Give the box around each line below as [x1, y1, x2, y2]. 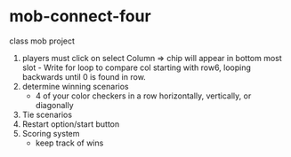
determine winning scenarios [21, 81, 129, 91]
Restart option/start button [21, 118, 120, 130]
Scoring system [21, 128, 80, 138]
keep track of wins [35, 137, 104, 148]
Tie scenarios [21, 109, 73, 120]
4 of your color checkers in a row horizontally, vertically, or [35, 90, 252, 101]
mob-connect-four [9, 6, 151, 27]
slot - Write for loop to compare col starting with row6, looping [21, 62, 252, 73]
